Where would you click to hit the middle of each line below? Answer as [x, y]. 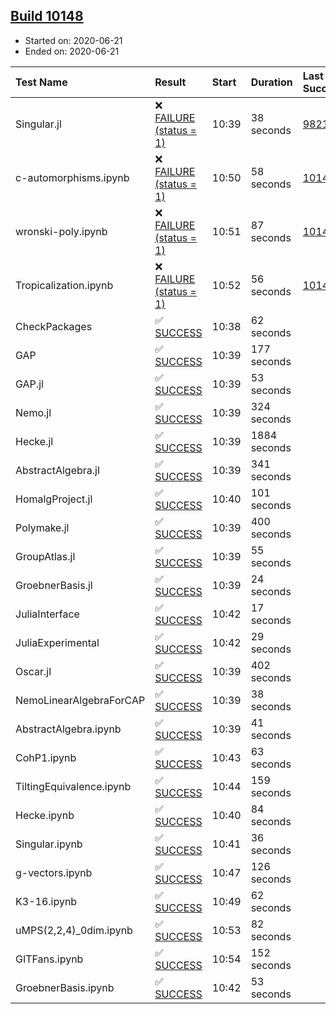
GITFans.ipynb [49, 959]
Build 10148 [47, 16]
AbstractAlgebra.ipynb [68, 729]
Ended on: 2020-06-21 [72, 51]
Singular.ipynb [49, 844]
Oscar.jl [33, 671]
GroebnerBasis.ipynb [65, 987]
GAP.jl [29, 384]
